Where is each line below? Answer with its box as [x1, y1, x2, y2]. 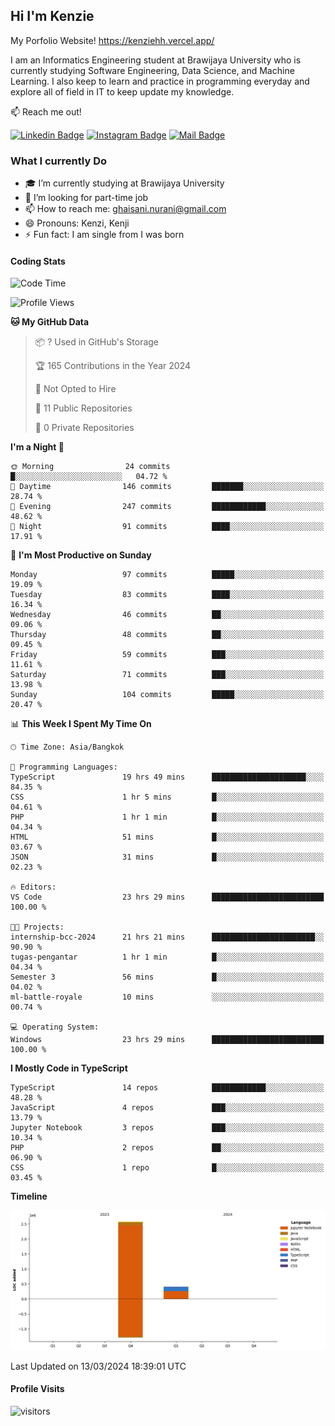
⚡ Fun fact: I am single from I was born [24, 229, 185, 241]
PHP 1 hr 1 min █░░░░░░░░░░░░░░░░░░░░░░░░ [10, 812, 325, 823]
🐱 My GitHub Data [10, 316, 90, 328]
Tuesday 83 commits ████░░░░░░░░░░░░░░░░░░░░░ [10, 590, 325, 600]
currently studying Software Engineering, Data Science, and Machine [10, 64, 295, 76]
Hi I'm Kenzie [10, 8, 95, 25]
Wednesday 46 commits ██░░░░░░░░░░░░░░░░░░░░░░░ [10, 610, 325, 620]
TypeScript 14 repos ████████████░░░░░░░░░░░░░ [10, 1083, 325, 1093]
